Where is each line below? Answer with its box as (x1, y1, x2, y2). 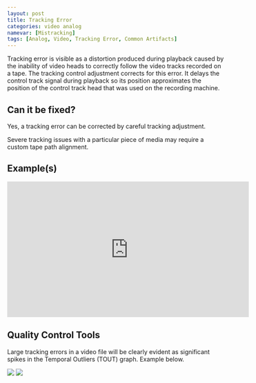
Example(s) (7, 163, 57, 174)
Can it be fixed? (7, 104, 76, 116)
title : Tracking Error (7, 17, 72, 23)
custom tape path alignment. (7, 143, 89, 151)
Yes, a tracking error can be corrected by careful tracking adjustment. (7, 122, 206, 130)
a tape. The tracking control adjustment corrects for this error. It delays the (7, 70, 220, 78)
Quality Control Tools (7, 329, 101, 341)
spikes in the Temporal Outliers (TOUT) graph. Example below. (7, 355, 185, 363)
